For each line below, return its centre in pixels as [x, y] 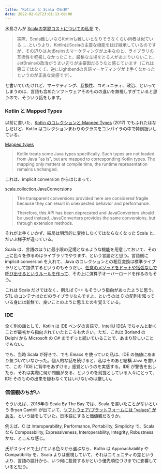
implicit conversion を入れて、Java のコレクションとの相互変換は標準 [74, 261]
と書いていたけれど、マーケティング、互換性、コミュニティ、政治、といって [81, 85]
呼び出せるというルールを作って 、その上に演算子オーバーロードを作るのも [79, 274]
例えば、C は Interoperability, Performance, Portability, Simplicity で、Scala [80, 426]
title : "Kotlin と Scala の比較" [37, 9]
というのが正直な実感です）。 [45, 75]
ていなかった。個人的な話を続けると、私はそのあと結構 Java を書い [89, 361]
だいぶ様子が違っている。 [30, 239]
